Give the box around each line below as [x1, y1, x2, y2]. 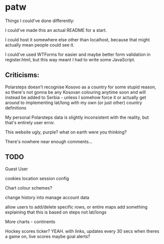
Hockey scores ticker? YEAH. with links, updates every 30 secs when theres [5, 228, 160, 234]
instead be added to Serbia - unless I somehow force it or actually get [5, 94, 146, 100]
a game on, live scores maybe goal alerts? [5, 233, 90, 239]
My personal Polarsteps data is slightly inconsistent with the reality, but [5, 114, 149, 120]
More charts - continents [5, 218, 55, 224]
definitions [5, 105, 27, 110]
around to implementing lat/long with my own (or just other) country [5, 100, 142, 106]
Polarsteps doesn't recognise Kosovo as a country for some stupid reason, [5, 84, 156, 90]
